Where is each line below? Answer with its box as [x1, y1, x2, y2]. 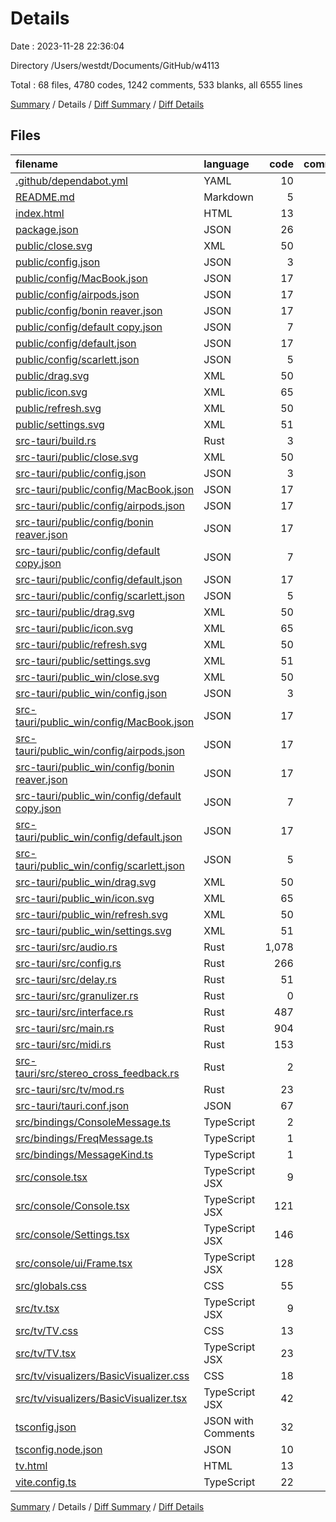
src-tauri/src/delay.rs [15, 972, 117, 986]
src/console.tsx [15, 1170, 88, 1184]
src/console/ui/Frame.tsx [15, 1256, 133, 1270]
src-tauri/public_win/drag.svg [15, 875, 157, 889]
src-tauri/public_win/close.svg [15, 670, 160, 684]
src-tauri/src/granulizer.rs [15, 988, 139, 1002]
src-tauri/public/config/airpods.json [15, 498, 185, 512]
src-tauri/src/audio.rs [15, 940, 118, 954]
